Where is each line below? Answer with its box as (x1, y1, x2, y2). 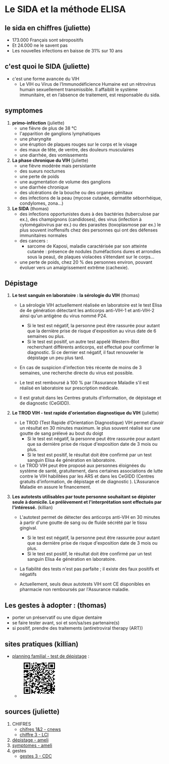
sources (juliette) (5, 708, 60, 716)
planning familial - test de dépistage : (12, 653, 89, 659)
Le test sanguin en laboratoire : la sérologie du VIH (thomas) (12, 292, 140, 299)
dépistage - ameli (12, 737, 49, 743)
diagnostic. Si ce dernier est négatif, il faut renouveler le (27, 349, 144, 356)
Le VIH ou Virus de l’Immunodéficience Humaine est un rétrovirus (19, 81, 156, 87)
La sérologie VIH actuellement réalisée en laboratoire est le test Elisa (19, 302, 162, 308)
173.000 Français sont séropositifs (12, 37, 84, 43)
